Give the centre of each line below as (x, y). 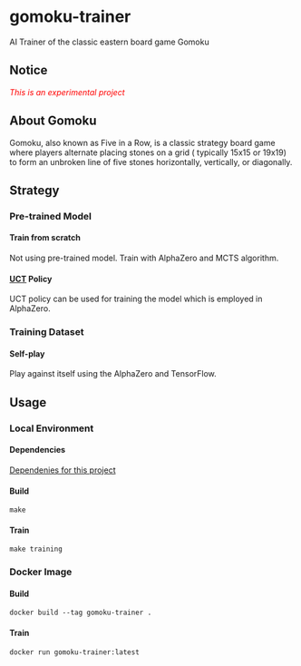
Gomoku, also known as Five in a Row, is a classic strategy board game (142, 142)
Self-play (27, 353)
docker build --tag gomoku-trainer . (81, 613)
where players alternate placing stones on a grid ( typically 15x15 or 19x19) (148, 152)
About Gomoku (53, 121)
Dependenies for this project (63, 470)
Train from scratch (45, 238)
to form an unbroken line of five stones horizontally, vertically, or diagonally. (151, 162)
